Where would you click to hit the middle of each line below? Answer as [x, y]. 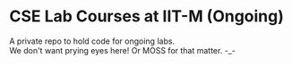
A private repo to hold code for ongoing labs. [92, 41]
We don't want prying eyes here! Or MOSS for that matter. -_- [122, 50]
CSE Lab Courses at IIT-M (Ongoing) [147, 16]
